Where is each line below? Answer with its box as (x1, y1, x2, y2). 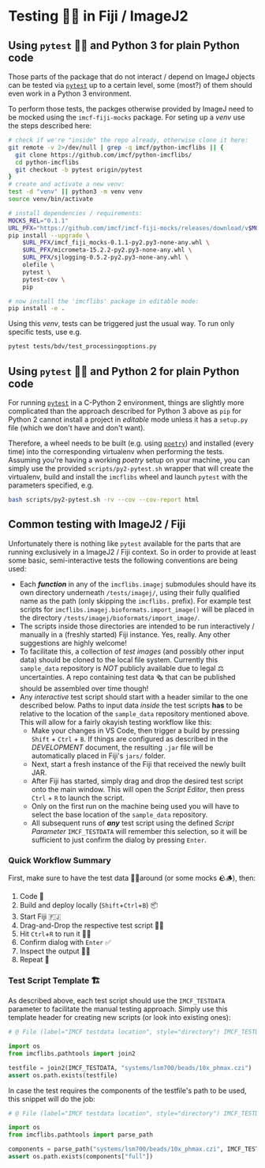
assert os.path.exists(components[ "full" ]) (8, 1153, 154, 1161)
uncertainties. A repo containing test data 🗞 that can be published (19, 672, 236, 681)
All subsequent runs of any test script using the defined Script (31, 818, 234, 828)
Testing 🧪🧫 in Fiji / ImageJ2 (8, 7, 188, 25)
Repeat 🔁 (19, 954, 50, 964)
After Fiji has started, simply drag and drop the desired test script (31, 776, 244, 786)
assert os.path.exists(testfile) (8, 1071, 118, 1079)
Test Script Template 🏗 (8, 975, 101, 986)
